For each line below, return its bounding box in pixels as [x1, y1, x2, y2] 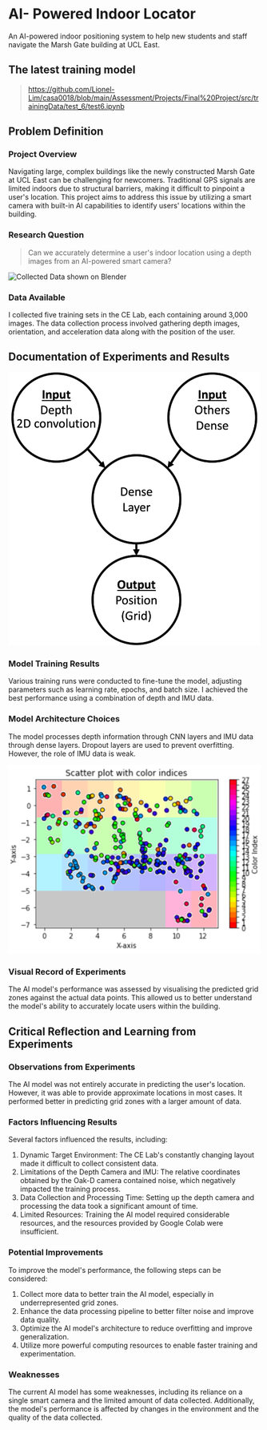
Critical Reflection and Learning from [8, 1024, 197, 1038]
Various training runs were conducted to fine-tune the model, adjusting [8, 677, 242, 686]
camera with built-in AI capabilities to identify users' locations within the [8, 201, 246, 211]
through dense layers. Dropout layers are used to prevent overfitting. [8, 740, 234, 749]
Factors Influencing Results [8, 1116, 118, 1127]
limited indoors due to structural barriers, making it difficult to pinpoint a [8, 184, 245, 193]
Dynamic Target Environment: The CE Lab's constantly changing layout [19, 1150, 254, 1160]
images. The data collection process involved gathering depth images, [8, 318, 240, 329]
